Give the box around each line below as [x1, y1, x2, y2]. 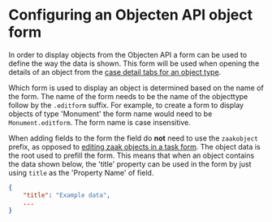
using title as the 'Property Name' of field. [8, 168, 154, 177]
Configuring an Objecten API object [8, 6, 253, 24]
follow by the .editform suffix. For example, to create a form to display [8, 100, 244, 110]
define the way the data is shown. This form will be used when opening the [8, 59, 260, 68]
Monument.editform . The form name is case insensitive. [8, 117, 191, 127]
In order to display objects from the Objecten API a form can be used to [8, 50, 248, 59]
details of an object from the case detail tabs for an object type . [8, 67, 222, 76]
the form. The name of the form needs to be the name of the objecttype [8, 91, 248, 101]
